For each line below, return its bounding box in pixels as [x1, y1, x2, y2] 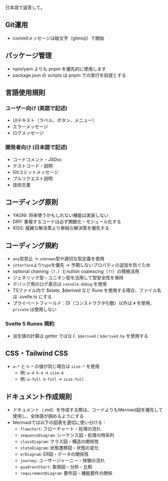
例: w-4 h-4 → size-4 [20, 369, 64, 376]
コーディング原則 [5, 198, 58, 206]
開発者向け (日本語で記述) [5, 144, 68, 151]
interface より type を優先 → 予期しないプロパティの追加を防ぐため [12, 262, 151, 268]
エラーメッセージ [12, 124, 48, 130]
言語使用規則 [5, 88, 46, 97]
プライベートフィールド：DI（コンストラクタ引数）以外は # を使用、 [12, 300, 155, 306]
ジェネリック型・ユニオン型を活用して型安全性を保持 [12, 275, 124, 281]
